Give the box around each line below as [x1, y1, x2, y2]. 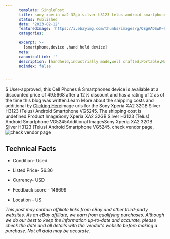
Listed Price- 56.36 [12, 167, 53, 173]
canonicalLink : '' [18, 54, 58, 59]
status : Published [18, 17, 58, 22]
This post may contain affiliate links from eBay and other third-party [5, 206, 148, 212]
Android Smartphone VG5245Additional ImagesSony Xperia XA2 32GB [5, 119, 153, 125]
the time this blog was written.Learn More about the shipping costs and [5, 97, 154, 104]
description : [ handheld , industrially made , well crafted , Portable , [18, 59, 162, 64]
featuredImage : [18, 26, 51, 31]
